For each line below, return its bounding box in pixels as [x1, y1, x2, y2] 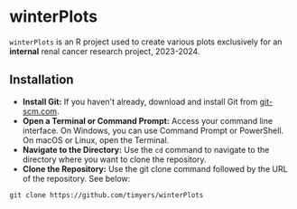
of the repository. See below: [22, 173, 131, 184]
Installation [9, 72, 74, 88]
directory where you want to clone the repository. [22, 154, 207, 165]
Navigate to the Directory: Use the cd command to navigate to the [22, 144, 270, 155]
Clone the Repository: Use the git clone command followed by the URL [22, 163, 288, 174]
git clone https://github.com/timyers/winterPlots [9, 190, 204, 200]
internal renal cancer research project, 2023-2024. [9, 45, 200, 56]
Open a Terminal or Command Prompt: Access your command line [22, 115, 274, 126]
